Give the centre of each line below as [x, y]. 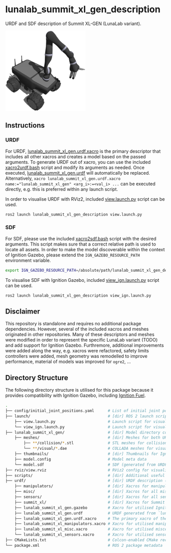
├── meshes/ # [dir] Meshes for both [87, 438]
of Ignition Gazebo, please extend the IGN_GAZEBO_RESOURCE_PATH [73, 255]
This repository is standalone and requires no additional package [73, 324]
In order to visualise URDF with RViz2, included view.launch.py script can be [85, 199]
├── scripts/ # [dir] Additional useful [85, 475]
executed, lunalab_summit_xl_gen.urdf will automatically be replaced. [78, 173]
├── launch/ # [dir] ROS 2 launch [79, 416]
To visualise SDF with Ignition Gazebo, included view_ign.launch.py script [82, 280]
